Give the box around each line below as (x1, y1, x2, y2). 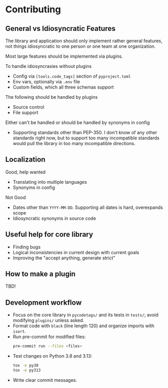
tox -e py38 (12, 363, 39, 368)
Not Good (5, 194, 26, 200)
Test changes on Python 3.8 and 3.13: (12, 353, 92, 359)
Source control (12, 104, 45, 110)
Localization (5, 155, 46, 164)
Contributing (5, 4, 61, 15)
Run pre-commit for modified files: (12, 333, 86, 340)
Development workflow (5, 298, 82, 307)
